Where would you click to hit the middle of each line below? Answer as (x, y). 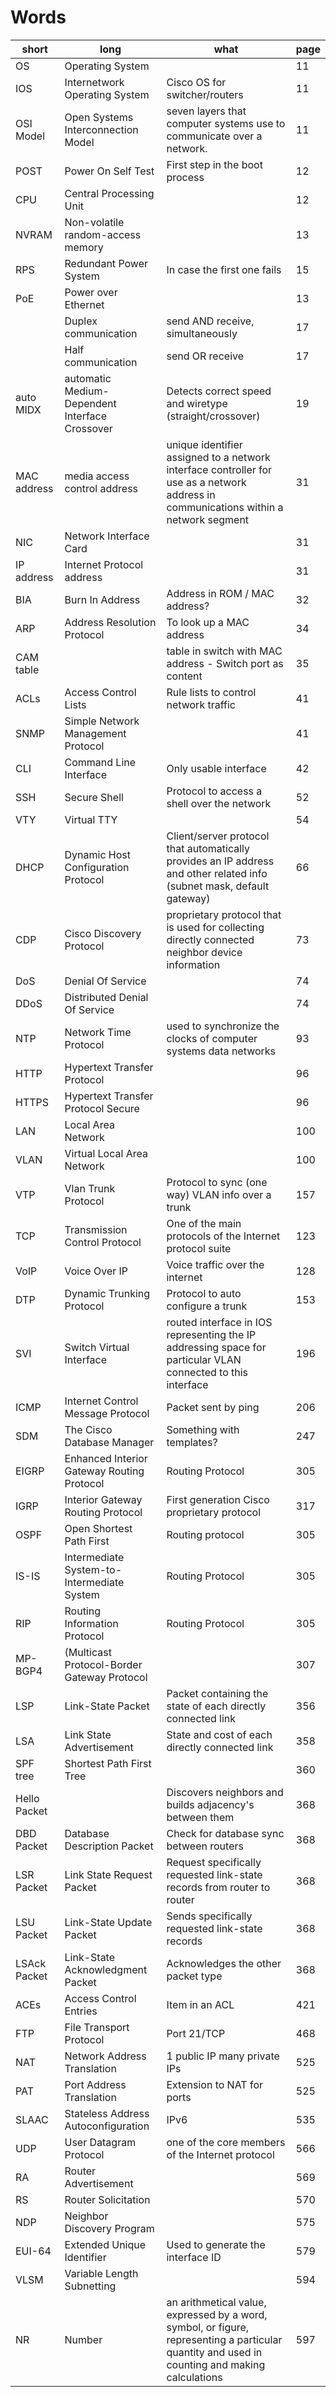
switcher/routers (205, 94)
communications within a (225, 507)
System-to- (93, 1569)
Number (83, 2339)
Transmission (96, 1229)
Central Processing (109, 193)
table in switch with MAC (224, 651)
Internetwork (94, 82)
